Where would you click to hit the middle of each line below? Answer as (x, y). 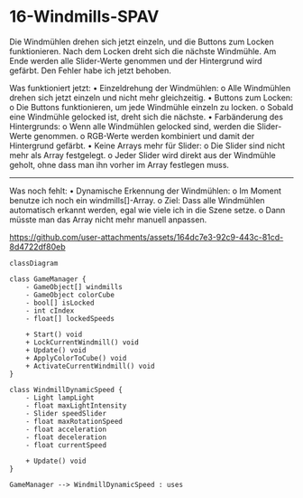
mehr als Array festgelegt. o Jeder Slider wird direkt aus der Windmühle (143, 155)
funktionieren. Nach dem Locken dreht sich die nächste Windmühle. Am (143, 51)
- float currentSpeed (66, 445)
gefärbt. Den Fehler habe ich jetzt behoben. (90, 70)
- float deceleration (66, 437)
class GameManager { (48, 279)
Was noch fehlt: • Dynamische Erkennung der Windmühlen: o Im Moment (146, 191)
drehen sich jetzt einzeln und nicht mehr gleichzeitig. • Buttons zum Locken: (151, 98)
